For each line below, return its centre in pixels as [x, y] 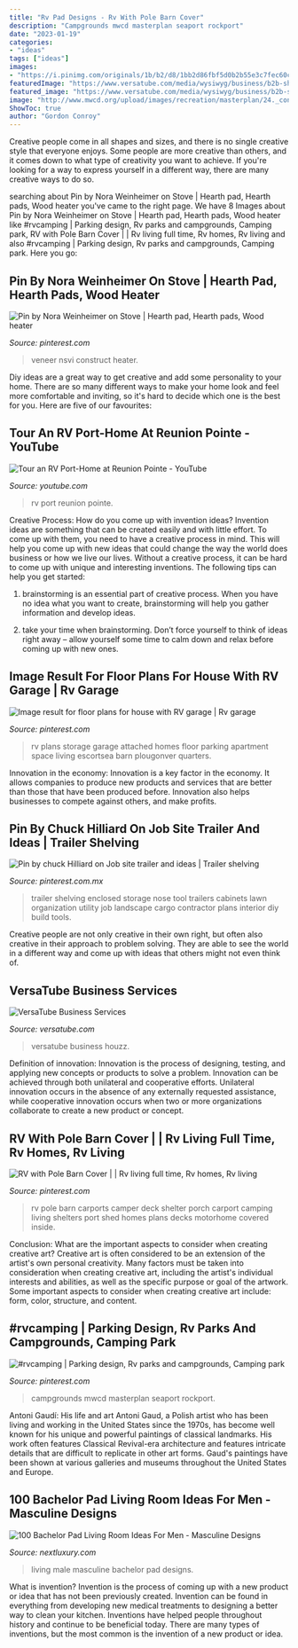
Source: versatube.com [52, 1029]
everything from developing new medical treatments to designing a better [144, 1605]
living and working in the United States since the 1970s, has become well [142, 1424]
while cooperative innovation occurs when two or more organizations [136, 1102]
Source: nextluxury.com [53, 1552]
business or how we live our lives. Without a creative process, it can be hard [149, 557]
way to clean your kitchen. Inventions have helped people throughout [136, 1614]
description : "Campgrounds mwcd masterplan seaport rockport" [126, 26]
